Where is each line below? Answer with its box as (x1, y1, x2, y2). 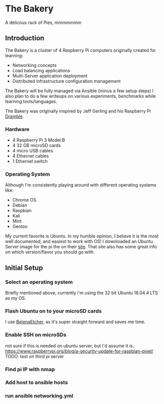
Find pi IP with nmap (5, 366, 55, 373)
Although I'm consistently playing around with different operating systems (5, 182, 157, 188)
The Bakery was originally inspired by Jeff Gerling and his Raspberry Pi (5, 108, 151, 114)
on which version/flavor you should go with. (5, 249, 95, 255)
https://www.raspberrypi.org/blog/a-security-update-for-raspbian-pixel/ (5, 348, 154, 354)
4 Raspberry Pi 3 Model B (12, 137, 66, 143)
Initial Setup (5, 263, 43, 272)
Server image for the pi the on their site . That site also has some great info (5, 244, 158, 250)
